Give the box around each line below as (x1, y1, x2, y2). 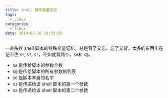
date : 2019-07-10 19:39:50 (5, 31, 62, 36)
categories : (5, 21, 30, 27)
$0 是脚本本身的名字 (12, 75, 54, 80)
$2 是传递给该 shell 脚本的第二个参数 (12, 87, 88, 93)
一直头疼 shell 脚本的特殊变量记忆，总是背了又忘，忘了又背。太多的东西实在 (5, 45, 163, 51)
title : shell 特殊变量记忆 (5, 7, 58, 13)
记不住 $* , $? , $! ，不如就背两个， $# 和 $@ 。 (5, 51, 93, 57)
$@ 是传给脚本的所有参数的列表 (12, 68, 77, 74)
